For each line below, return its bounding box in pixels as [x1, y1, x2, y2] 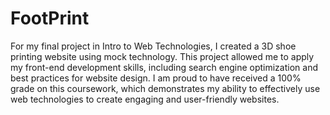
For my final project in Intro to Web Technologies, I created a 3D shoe [10, 40, 297, 52]
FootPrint [10, 7, 90, 30]
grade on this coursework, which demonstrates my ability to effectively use [10, 82, 321, 94]
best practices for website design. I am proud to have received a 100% [10, 72, 302, 84]
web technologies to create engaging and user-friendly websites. [10, 93, 280, 105]
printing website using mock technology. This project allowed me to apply [10, 50, 315, 62]
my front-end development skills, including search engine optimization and [10, 61, 318, 73]
